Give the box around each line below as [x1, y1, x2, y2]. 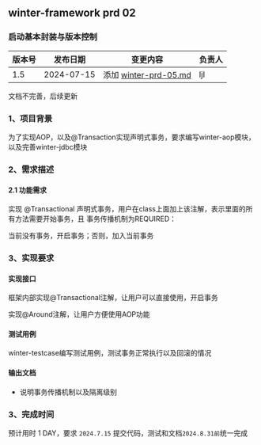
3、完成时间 [8, 409, 55, 420]
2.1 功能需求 [8, 185, 47, 195]
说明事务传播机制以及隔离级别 [19, 387, 117, 397]
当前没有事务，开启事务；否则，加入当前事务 [8, 231, 154, 241]
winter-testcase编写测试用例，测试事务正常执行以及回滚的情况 [8, 348, 212, 358]
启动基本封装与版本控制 [8, 32, 97, 43]
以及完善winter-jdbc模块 [8, 142, 88, 151]
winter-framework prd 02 [8, 6, 136, 20]
